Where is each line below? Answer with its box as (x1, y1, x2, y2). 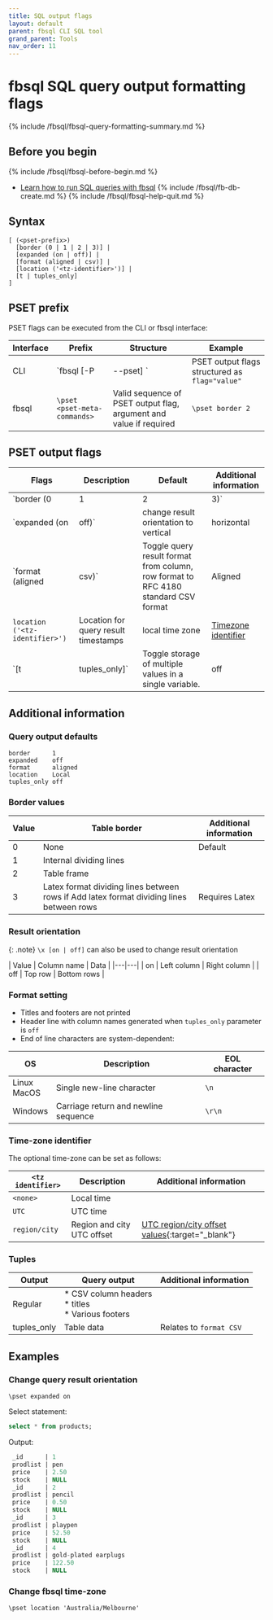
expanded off (8, 756, 63, 764)
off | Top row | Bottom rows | (8, 969, 105, 979)
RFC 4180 (141, 581, 183, 593)
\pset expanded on (8, 1393, 71, 1401)
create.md (19, 190, 55, 200)
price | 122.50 (11, 1559, 75, 1567)
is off (19, 1025, 39, 1035)
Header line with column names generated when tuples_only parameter (19, 1016, 262, 1026)
